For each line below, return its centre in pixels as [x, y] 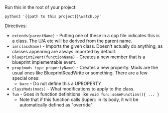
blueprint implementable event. [44, 62]
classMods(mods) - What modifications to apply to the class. [73, 89]
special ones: [26, 78]
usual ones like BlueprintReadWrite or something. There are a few [80, 73]
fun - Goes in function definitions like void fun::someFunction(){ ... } [86, 94]
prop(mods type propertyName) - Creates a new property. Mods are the [85, 68]
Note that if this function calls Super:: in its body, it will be [79, 99]
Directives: [16, 26]
